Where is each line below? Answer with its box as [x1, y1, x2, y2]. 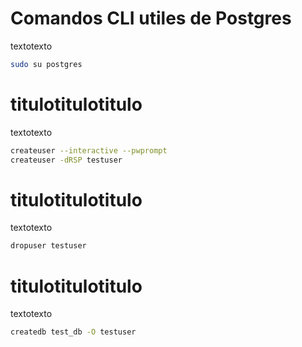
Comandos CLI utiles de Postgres [10, 7, 292, 30]
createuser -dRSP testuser [10, 155, 123, 165]
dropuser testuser [10, 241, 87, 251]
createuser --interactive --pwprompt [10, 145, 168, 156]
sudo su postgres [10, 59, 83, 69]
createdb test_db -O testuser [10, 327, 137, 337]
